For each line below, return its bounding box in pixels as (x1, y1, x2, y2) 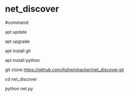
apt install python (5, 57, 40, 63)
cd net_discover (5, 76, 38, 82)
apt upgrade (5, 38, 30, 44)
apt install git (5, 48, 31, 54)
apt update (5, 29, 27, 35)
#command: (5, 19, 29, 25)
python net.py (5, 85, 33, 91)
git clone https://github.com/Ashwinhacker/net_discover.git (5, 67, 124, 73)
